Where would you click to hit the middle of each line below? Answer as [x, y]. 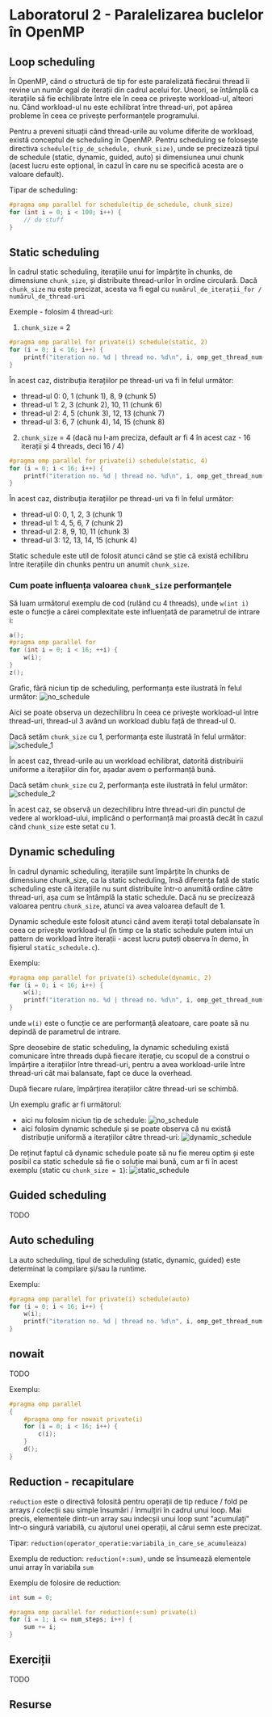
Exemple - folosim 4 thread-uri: [61, 312]
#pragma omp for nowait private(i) [84, 1419]
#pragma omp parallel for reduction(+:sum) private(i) [103, 1612]
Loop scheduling [52, 62]
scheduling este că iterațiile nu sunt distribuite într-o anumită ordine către [131, 888]
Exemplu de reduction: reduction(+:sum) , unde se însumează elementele [130, 1559]
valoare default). [36, 174]
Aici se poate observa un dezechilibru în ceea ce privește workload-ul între [134, 712]
